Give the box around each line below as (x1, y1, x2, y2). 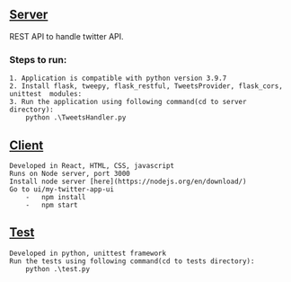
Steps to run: (9, 53, 67, 66)
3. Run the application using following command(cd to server (9, 98, 247, 107)
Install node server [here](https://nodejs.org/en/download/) (9, 177, 247, 186)
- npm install (25, 192, 87, 201)
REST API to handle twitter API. (9, 31, 124, 41)
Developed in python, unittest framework (9, 249, 167, 258)
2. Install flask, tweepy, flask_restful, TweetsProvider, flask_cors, (9, 82, 283, 91)
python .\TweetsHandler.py (25, 113, 127, 122)
